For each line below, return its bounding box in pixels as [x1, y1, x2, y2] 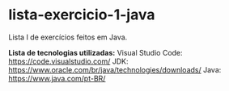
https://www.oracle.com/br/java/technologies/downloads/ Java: [8, 64, 222, 74]
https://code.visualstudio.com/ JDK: [8, 56, 129, 66]
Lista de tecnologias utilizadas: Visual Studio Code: [8, 48, 184, 57]
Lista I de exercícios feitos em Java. [8, 32, 128, 42]
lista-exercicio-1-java [8, 6, 155, 24]
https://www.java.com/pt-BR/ [8, 73, 106, 83]
